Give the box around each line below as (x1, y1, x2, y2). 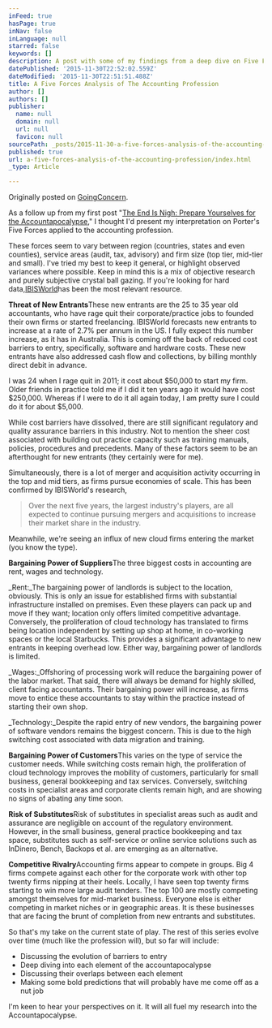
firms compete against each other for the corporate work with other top (8, 868, 247, 878)
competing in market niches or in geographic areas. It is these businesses (8, 903, 255, 913)
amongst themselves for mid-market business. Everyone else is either (8, 894, 241, 904)
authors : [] (8, 95, 49, 103)
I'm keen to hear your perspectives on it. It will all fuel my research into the (8, 1002, 257, 1012)
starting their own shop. (8, 702, 88, 711)
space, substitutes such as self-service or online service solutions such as (8, 836, 257, 845)
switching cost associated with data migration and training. (8, 735, 205, 745)
